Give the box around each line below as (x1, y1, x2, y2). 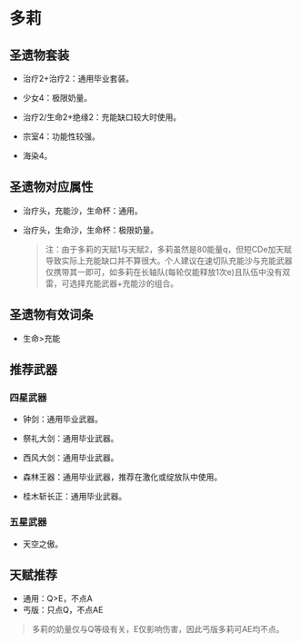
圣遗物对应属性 (9, 179, 94, 195)
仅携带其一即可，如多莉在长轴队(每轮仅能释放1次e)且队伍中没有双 (45, 266, 291, 277)
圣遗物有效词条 (9, 307, 94, 322)
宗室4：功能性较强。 (22, 131, 100, 142)
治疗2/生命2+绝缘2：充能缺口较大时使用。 (22, 112, 182, 123)
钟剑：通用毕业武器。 (22, 414, 103, 425)
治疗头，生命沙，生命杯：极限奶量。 (22, 224, 159, 235)
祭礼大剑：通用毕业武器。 (22, 433, 119, 444)
